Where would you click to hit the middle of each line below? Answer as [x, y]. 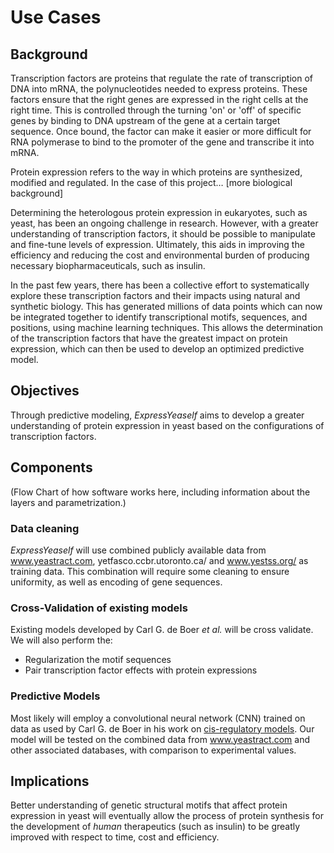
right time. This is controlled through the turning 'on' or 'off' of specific [156, 110]
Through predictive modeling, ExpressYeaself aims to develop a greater [157, 415]
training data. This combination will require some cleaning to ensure [150, 571]
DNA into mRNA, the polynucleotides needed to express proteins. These [159, 89]
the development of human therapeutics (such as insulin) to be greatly [155, 827]
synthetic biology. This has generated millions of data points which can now [166, 306]
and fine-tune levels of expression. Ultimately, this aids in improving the [157, 244]
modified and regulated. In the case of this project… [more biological [151, 182]
